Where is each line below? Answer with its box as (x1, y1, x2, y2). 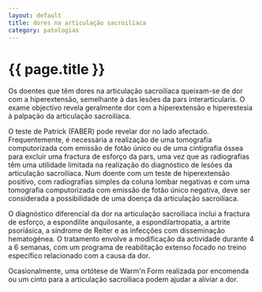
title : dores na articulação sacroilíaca (8, 19, 147, 27)
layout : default (8, 11, 62, 20)
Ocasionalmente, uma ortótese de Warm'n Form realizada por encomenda (8, 266, 249, 276)
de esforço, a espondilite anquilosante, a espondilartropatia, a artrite (8, 218, 230, 227)
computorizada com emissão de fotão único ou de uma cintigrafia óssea (8, 144, 244, 153)
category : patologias (8, 26, 80, 34)
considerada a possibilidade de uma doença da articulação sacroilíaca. (8, 194, 239, 204)
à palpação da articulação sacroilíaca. (8, 111, 132, 121)
